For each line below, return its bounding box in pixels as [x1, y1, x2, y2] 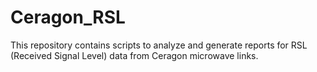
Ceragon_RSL [10, 6, 126, 29]
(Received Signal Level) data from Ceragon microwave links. [10, 49, 259, 61]
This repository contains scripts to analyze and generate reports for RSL [10, 39, 308, 51]
